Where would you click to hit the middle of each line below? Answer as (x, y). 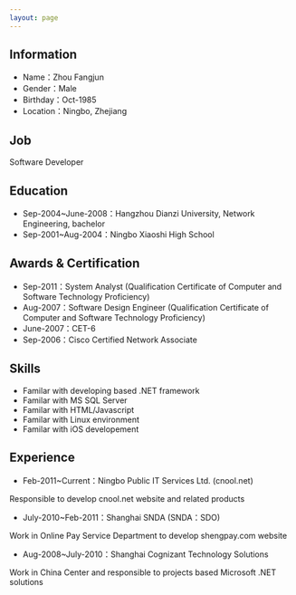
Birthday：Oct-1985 (59, 100)
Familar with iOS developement (81, 429)
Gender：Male (49, 89)
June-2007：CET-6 (59, 328)
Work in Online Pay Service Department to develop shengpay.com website (148, 535)
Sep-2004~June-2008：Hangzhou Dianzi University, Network (138, 214)
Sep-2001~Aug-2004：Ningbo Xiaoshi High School (118, 235)
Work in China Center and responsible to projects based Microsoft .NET (143, 572)
